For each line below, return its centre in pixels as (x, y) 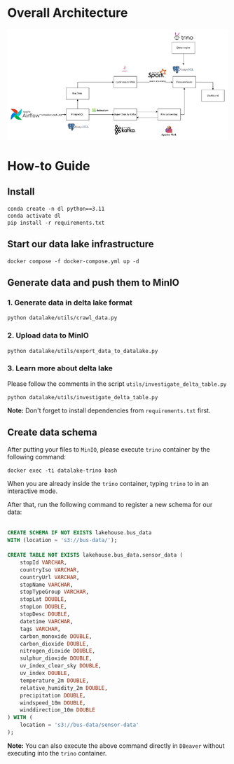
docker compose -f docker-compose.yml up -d (73, 261)
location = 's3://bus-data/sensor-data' (80, 725)
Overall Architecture (68, 13)
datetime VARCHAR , (47, 621)
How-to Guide (49, 166)
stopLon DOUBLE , (44, 607)
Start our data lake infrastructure (81, 244)
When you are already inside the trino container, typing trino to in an (108, 483)
